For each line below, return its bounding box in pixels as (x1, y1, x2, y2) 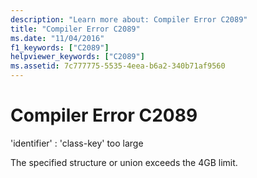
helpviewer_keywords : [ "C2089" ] (10, 52, 145, 62)
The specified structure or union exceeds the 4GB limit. (10, 156, 238, 168)
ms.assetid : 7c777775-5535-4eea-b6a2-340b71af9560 (10, 61, 226, 71)
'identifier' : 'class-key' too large (10, 137, 144, 149)
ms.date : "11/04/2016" (10, 33, 105, 43)
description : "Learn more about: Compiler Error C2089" (10, 14, 248, 25)
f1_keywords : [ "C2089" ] (10, 42, 110, 53)
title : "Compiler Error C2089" (10, 24, 141, 34)
